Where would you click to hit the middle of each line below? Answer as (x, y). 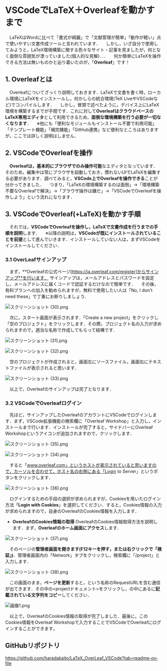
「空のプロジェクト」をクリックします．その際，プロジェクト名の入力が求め (83, 324)
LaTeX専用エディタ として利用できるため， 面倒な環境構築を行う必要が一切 (81, 117)
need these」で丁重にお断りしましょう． (47, 296)
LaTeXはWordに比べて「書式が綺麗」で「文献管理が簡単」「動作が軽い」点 (85, 37)
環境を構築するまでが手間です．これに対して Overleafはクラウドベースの (80, 111)
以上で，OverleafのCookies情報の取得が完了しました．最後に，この (79, 616)
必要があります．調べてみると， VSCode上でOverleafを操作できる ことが (83, 178)
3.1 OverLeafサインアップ (36, 260)
